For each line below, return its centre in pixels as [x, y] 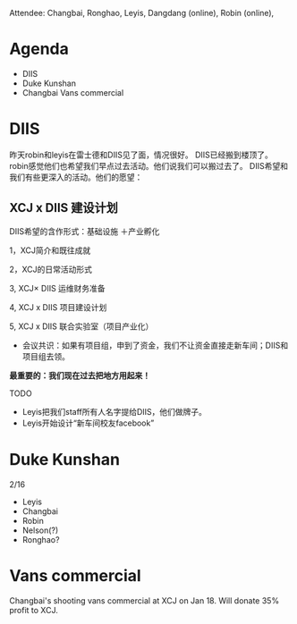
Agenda [39, 49]
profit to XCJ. [34, 610]
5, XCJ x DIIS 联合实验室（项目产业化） [81, 326]
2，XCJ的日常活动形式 [51, 269]
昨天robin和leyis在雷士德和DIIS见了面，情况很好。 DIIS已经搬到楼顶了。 [141, 155]
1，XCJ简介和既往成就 [50, 250]
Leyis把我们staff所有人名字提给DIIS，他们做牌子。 [115, 411]
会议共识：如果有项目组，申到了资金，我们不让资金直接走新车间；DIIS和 [155, 345]
